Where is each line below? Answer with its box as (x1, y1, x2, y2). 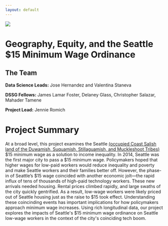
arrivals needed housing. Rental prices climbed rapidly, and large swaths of (5, 183, 161, 189)
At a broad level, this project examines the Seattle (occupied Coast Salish (5, 140, 156, 146)
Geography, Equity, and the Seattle (5, 38, 153, 49)
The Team (5, 68, 38, 77)
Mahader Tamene (5, 97, 42, 103)
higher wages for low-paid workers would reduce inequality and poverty (5, 162, 154, 168)
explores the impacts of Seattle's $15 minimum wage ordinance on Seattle (5, 209, 158, 215)
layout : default (5, 7, 39, 12)
